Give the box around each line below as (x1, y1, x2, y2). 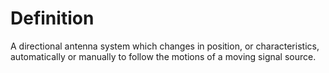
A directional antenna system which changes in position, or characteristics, (10, 40, 320, 52)
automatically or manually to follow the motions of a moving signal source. (10, 50, 317, 62)
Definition (10, 7, 95, 30)
